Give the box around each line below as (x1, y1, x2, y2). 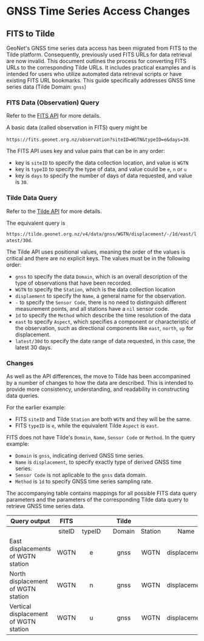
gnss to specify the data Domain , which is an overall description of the (15, 273, 188, 280)
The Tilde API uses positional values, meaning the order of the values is (6, 248, 186, 256)
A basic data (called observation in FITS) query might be (6, 124, 148, 131)
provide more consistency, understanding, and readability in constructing (6, 385, 189, 393)
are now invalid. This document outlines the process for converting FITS (6, 58, 187, 64)
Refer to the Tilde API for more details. (6, 208, 102, 215)
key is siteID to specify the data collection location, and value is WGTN (15, 159, 189, 166)
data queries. (6, 392, 39, 399)
